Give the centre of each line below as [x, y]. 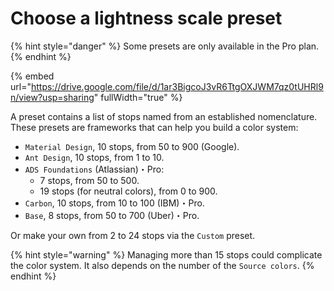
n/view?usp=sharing [52, 97]
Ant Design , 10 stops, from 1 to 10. [94, 157]
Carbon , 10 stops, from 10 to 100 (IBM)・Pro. [114, 203]
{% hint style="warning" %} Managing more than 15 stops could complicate [166, 254]
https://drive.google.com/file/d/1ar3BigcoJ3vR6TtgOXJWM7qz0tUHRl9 [177, 86]
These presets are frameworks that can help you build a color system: [154, 127]
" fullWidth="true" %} [138, 97]
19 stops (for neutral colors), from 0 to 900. [128, 191]
